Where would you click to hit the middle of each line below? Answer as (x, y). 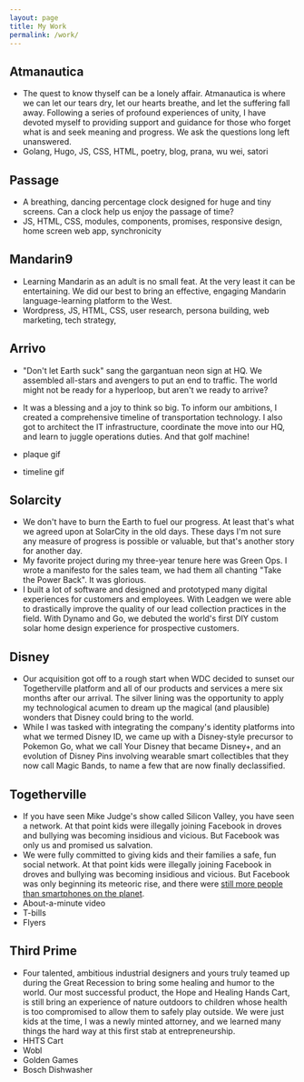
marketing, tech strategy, (69, 320)
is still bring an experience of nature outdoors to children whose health (155, 1002)
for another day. (53, 551)
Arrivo (28, 349)
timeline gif (44, 471)
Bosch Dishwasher (58, 1069)
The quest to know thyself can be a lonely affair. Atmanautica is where (154, 94)
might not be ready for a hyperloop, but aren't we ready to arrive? (145, 390)
